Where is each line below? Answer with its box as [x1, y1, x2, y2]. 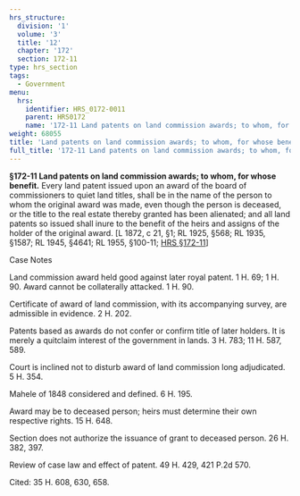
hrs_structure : [9, 13, 66, 22]
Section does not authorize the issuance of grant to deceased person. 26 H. [9, 433, 289, 443]
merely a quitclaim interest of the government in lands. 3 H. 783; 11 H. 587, [9, 334, 282, 345]
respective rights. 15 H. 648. [9, 415, 113, 425]
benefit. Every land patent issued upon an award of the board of [9, 180, 247, 190]
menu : [9, 88, 29, 97]
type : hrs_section [9, 63, 78, 72]
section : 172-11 [17, 55, 78, 63]
